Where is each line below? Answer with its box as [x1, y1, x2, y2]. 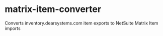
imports [5, 25, 21, 31]
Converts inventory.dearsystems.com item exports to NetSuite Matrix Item [5, 20, 158, 26]
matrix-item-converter [5, 3, 102, 15]
